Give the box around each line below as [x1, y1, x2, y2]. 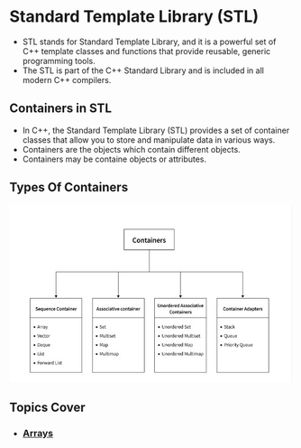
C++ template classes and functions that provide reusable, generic [22, 45, 271, 56]
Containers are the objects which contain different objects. [22, 144, 241, 154]
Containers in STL [9, 101, 113, 117]
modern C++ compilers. [22, 74, 112, 85]
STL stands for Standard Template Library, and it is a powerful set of [22, 36, 277, 47]
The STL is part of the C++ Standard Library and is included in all [22, 65, 264, 76]
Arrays [22, 426, 54, 439]
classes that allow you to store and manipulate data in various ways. [22, 134, 276, 145]
